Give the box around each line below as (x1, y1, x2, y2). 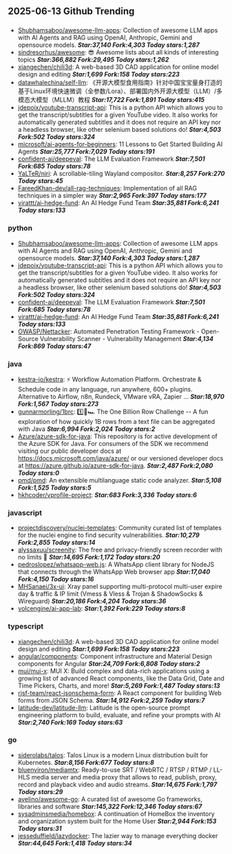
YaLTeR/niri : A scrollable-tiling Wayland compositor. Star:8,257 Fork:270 (17, 169, 225, 178)
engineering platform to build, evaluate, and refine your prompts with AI (17, 710, 221, 719)
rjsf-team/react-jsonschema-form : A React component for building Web (17, 688, 222, 697)
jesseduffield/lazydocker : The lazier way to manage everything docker (17, 831, 218, 840)
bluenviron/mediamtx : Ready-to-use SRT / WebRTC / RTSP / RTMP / (17, 766, 212, 774)
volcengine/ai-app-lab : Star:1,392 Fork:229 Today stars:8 (17, 604, 186, 613)
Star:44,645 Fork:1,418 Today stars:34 (17, 839, 133, 847)
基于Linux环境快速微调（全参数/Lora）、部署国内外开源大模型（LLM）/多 (17, 87, 223, 95)
